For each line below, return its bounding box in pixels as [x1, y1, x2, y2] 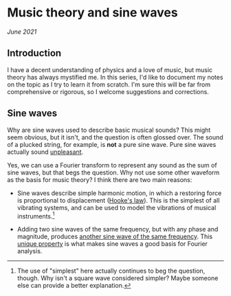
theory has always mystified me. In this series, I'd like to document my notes [7, 73, 223, 81]
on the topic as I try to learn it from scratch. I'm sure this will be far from [7, 80, 211, 89]
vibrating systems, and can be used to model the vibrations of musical [16, 203, 217, 212]
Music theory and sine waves [7, 5, 178, 21]
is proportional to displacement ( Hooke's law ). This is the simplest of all [16, 196, 220, 204]
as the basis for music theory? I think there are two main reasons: [7, 175, 192, 183]
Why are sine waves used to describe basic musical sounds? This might [7, 126, 211, 134]
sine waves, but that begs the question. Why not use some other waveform [7, 168, 220, 177]
